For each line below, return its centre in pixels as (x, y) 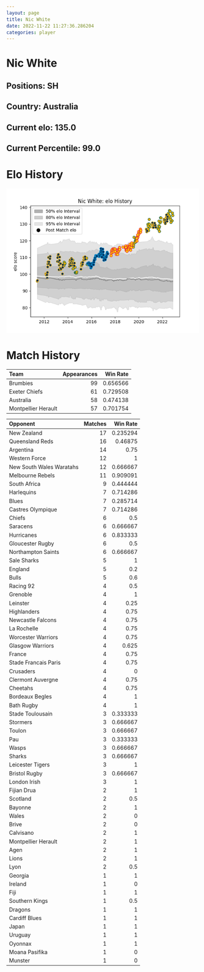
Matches (95, 424)
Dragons (20, 910)
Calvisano (21, 833)
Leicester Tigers (29, 765)
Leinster (19, 603)
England (19, 569)
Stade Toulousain (31, 714)
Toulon (17, 731)
